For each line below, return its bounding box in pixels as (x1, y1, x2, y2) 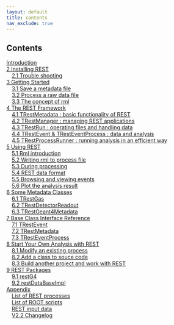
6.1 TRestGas (12, 195, 45, 202)
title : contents (6, 15, 48, 21)
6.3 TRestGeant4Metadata (12, 208, 78, 215)
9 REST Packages (6, 266, 51, 274)
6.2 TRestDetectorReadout (12, 202, 79, 209)
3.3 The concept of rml (12, 98, 70, 105)
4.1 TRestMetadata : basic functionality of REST (12, 111, 131, 118)
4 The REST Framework (6, 104, 66, 112)
